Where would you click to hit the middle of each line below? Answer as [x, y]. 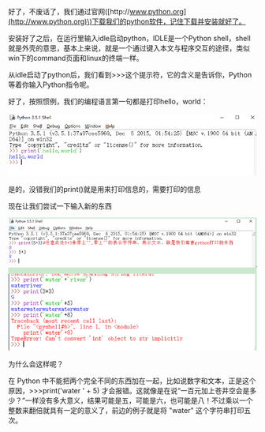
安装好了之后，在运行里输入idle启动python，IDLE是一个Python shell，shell [129, 38]
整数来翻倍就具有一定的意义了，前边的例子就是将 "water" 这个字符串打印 [126, 411]
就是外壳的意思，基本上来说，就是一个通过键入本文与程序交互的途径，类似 [129, 48]
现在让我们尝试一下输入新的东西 [60, 206]
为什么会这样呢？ [36, 364]
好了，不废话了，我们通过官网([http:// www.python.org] [97, 11]
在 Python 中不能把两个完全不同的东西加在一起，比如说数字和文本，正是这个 [132, 381]
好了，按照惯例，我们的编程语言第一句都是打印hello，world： [108, 101]
